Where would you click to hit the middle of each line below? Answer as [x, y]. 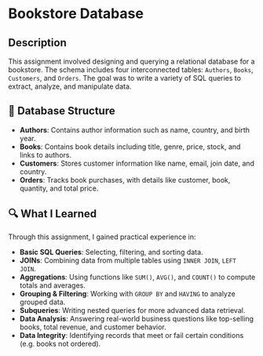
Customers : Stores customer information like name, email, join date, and [137, 163]
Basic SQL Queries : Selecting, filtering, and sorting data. [111, 252]
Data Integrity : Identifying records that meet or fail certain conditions [131, 335]
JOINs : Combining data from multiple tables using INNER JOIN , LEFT [128, 260]
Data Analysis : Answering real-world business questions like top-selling [136, 318]
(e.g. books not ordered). [60, 343]
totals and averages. [53, 285]
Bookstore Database [76, 14]
